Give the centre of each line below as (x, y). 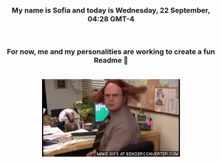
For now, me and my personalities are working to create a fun (111, 52)
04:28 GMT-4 (111, 19)
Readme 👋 (111, 61)
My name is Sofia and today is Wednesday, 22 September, (111, 10)
